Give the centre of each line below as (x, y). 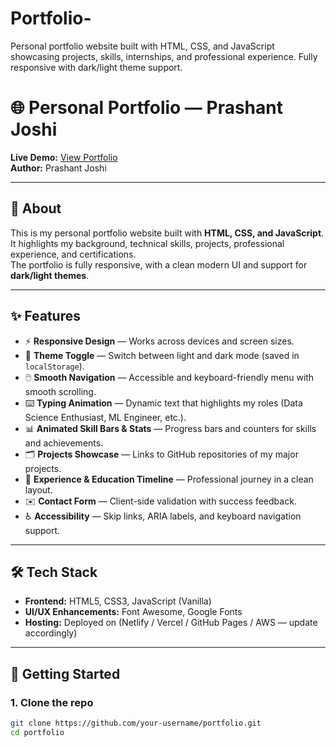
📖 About (36, 208)
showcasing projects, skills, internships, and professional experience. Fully (164, 56)
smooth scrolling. (60, 391)
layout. (38, 489)
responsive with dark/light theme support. (96, 67)
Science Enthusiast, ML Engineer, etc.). (105, 417)
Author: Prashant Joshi (58, 168)
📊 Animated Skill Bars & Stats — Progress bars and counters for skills (170, 428)
